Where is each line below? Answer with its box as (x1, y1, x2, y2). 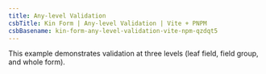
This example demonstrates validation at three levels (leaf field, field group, (8, 49, 260, 59)
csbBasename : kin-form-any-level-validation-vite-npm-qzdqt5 (8, 27, 218, 35)
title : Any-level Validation (8, 11, 106, 20)
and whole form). (8, 57, 66, 67)
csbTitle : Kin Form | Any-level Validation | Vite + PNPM (8, 19, 207, 27)
